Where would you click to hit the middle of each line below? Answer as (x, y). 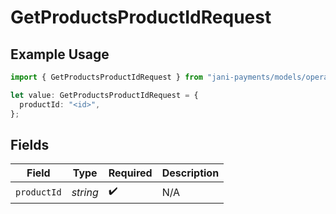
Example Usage (60, 54)
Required (130, 173)
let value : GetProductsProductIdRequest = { (104, 95)
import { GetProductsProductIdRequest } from (106, 77)
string (85, 192)
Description (190, 173)
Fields (30, 144)
